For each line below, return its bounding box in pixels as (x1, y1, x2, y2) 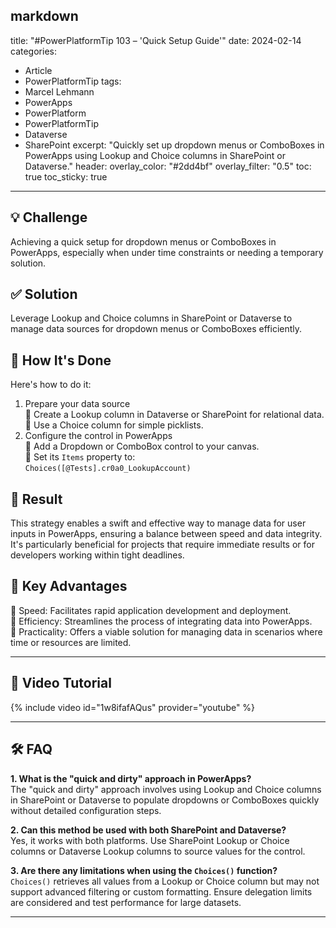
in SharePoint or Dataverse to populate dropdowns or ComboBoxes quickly (10, 794, 320, 806)
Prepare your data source (24, 398, 131, 410)
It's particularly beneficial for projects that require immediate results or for (10, 539, 315, 551)
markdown (10, 8, 79, 25)
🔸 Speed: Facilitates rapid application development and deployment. (10, 604, 292, 616)
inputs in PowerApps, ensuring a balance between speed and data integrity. (10, 528, 323, 540)
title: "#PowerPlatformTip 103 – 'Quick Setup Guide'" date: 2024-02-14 (10, 34, 302, 46)
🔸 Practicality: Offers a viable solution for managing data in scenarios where (10, 625, 323, 638)
